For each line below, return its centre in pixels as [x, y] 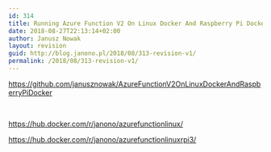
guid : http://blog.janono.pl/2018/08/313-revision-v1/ [102, 53]
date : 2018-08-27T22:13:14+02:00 [65, 31]
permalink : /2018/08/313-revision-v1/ [73, 61]
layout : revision [38, 46]
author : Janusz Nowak [45, 38]
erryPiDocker [30, 92]
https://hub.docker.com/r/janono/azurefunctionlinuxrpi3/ [102, 139]
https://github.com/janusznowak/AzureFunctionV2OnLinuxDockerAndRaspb [135, 84]
